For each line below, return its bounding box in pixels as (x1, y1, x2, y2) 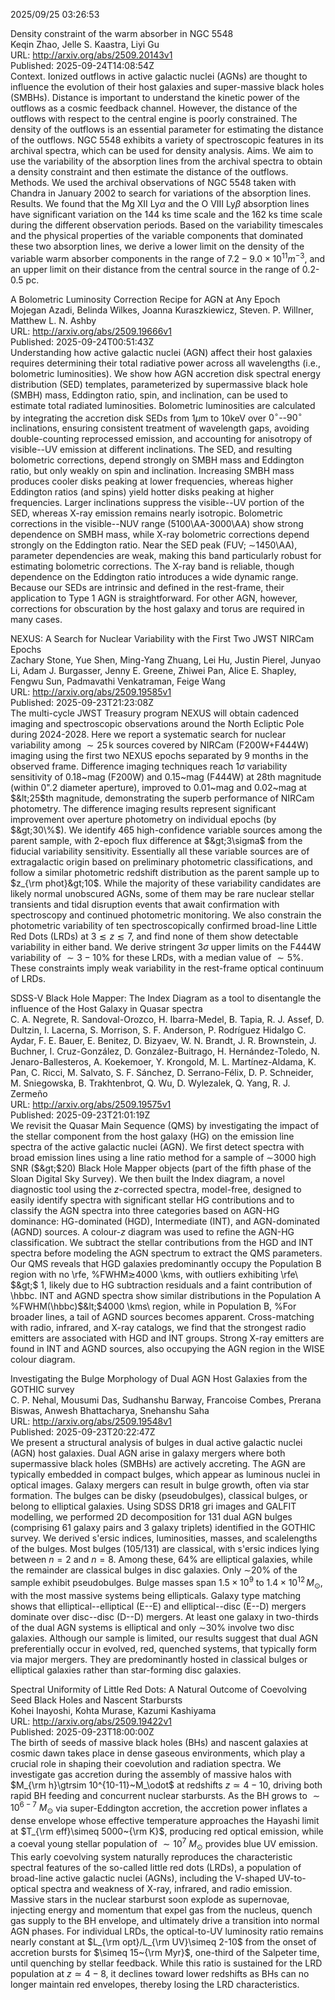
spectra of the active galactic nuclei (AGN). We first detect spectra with (10, 1141, 305, 1153)
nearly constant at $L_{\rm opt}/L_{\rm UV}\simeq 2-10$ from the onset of (10, 1935, 317, 1948)
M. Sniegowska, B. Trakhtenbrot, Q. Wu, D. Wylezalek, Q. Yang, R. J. (10, 1077, 291, 1089)
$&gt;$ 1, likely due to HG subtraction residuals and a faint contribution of (10, 1279, 313, 1291)
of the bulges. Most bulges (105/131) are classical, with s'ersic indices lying (10, 1543, 320, 1555)
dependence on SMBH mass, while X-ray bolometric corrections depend (10, 529, 310, 541)
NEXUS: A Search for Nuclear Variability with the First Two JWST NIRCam (10, 633, 315, 645)
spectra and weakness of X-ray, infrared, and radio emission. (40, 1882, 293, 1894)
